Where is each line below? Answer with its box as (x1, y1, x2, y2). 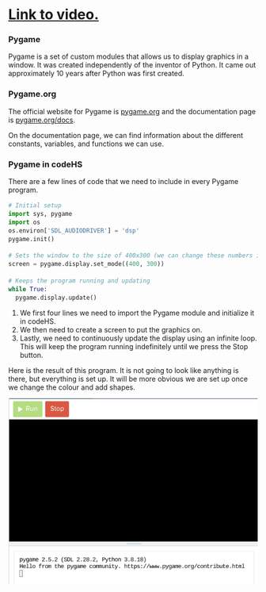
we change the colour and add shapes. (8, 382, 136, 392)
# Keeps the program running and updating (8, 276, 150, 285)
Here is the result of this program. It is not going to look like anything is (8, 365, 239, 375)
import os (8, 218, 41, 226)
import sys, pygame (8, 210, 73, 217)
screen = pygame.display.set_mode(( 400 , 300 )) (8, 260, 165, 268)
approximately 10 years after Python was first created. (8, 69, 184, 79)
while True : (8, 285, 47, 293)
